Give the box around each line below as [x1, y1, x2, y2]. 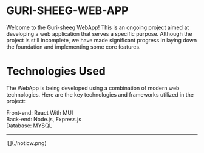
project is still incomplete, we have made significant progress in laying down [6, 36, 197, 44]
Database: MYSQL [6, 122, 53, 129]
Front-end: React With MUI [6, 109, 73, 116]
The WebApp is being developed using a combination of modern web [6, 84, 180, 92]
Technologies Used [6, 64, 106, 78]
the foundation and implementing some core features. [6, 43, 141, 50]
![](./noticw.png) [6, 139, 47, 146]
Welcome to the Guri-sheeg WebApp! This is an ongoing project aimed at [6, 24, 189, 31]
